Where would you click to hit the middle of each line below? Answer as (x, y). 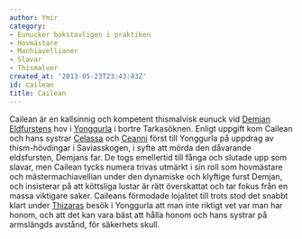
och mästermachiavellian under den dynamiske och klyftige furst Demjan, (146, 176)
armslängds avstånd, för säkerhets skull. (85, 224)
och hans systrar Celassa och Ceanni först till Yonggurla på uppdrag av (142, 138)
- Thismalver (34, 69)
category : (28, 26)
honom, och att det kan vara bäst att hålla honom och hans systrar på (138, 215)
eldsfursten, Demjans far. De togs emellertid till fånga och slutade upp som (148, 157)
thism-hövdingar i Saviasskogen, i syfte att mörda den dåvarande (130, 147)
